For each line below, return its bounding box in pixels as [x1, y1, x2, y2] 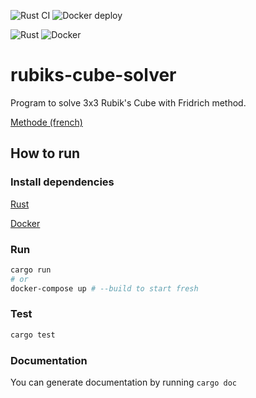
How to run [10, 145, 81, 162]
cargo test [10, 330, 56, 340]
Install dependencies [10, 175, 115, 189]
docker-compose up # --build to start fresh [10, 283, 199, 294]
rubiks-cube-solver [10, 64, 177, 87]
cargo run [10, 265, 52, 275]
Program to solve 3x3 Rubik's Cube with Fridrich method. [10, 96, 247, 109]
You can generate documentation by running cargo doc [10, 376, 237, 389]
